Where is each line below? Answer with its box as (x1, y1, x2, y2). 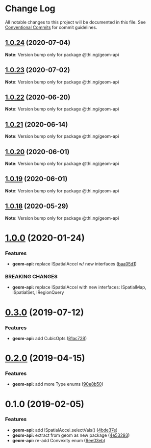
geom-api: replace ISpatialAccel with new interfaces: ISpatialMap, (12, 284, 147, 290)
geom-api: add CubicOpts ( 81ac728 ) (12, 335, 87, 341)
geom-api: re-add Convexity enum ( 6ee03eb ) (12, 437, 105, 443)
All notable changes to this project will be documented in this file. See (5, 19, 146, 25)
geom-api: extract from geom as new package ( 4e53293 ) (12, 432, 130, 438)
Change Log (5, 3, 55, 14)
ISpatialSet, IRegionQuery (12, 290, 64, 295)
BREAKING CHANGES (5, 273, 58, 280)
